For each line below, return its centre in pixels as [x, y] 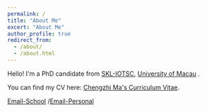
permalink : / [26, 14]
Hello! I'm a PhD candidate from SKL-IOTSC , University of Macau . [103, 73]
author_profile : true [39, 34]
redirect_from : [30, 40]
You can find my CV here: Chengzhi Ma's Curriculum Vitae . [94, 87]
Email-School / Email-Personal [51, 101]
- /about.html [34, 54]
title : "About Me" [34, 21]
